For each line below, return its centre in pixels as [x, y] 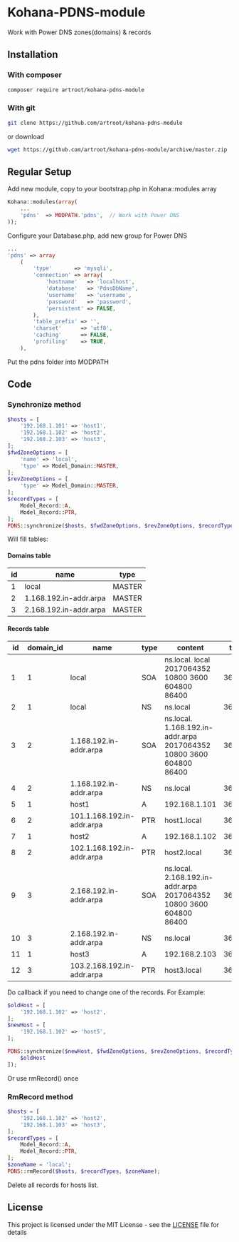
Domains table [29, 556]
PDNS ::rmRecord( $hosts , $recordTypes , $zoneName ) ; [84, 1171]
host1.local [183, 820]
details [17, 1232]
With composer [35, 75]
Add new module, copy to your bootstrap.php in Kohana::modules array [112, 189]
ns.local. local [187, 660]
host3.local [183, 970]
